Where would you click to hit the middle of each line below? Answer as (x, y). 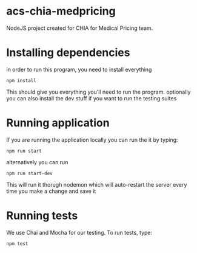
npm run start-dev (29, 173)
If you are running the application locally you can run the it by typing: (92, 140)
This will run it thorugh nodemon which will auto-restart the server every (97, 184)
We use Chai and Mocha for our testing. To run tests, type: (79, 232)
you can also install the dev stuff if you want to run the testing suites (92, 98)
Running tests (42, 216)
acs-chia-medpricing (61, 11)
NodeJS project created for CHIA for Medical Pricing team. (80, 28)
